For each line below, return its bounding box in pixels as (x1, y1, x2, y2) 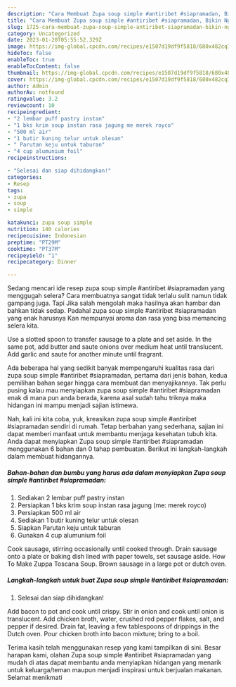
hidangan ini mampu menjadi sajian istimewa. (7, 401, 138, 409)
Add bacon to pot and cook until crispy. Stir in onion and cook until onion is (7, 607, 225, 616)
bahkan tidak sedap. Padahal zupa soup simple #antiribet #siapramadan (7, 307, 216, 315)
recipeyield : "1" (7, 252, 58, 259)
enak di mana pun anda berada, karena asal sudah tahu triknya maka (7, 394, 206, 402)
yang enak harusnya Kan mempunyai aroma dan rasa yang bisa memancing (7, 314, 227, 323)
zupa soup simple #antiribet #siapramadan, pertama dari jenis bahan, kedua (7, 371, 228, 380)
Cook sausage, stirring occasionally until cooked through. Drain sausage (7, 545, 218, 553)
